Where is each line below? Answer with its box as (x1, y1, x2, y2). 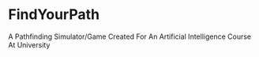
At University (8, 40, 51, 49)
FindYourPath (8, 6, 100, 24)
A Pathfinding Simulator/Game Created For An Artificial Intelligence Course (8, 32, 252, 41)
